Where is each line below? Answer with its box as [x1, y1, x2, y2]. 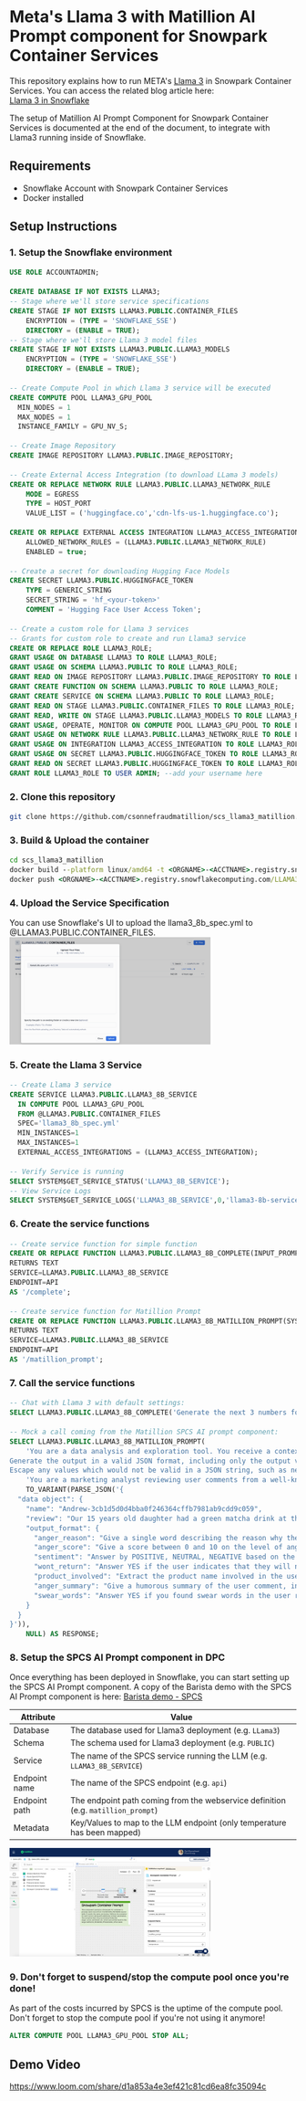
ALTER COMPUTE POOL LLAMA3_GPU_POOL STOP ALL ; [9, 2032, 189, 2041]
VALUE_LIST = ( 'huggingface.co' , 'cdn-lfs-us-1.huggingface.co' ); [25, 509, 280, 518]
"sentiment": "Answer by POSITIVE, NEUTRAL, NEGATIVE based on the [33, 1552, 296, 1562]
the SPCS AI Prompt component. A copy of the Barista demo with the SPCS [9, 1682, 292, 1693]
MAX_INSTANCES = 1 [17, 1139, 79, 1148]
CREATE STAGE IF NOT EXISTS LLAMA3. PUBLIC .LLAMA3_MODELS [9, 345, 230, 354]
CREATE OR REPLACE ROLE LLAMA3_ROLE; [9, 644, 153, 653]
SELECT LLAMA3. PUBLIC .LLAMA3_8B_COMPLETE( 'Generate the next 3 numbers [9, 1408, 287, 1417]
